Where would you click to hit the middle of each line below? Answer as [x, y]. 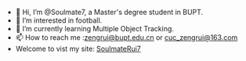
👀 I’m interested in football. [59, 20]
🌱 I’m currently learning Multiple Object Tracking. [95, 29]
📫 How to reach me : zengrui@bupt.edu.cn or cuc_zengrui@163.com [127, 38]
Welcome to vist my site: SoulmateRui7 [78, 48]
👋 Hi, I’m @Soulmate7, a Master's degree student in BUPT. [109, 12]
